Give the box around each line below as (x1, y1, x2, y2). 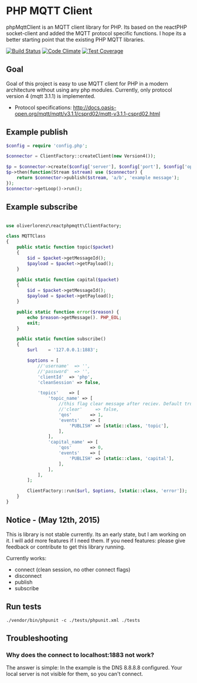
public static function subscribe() (16, 336, 107, 342)
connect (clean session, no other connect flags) (14, 566, 131, 573)
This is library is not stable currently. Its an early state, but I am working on (6, 530, 186, 538)
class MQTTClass (6, 233, 46, 239)
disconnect (14, 572, 42, 579)
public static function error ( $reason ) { (16, 309, 119, 315)
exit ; (27, 320, 41, 326)
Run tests (6, 602, 42, 612)
